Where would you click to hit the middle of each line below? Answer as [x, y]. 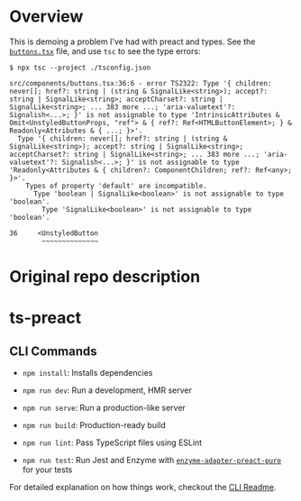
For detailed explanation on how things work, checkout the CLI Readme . [143, 487]
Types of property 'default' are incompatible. [116, 186]
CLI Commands [53, 351]
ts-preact [46, 318]
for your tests [47, 469]
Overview [46, 17]
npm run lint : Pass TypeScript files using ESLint [112, 442]
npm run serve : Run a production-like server [104, 408]
